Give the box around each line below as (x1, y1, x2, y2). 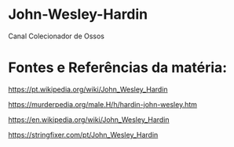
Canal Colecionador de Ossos (8, 31, 104, 41)
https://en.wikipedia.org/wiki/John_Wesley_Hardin (8, 115, 170, 124)
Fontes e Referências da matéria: (8, 59, 228, 77)
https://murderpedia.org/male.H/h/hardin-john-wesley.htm (8, 99, 198, 109)
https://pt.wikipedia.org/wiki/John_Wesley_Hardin (8, 84, 168, 94)
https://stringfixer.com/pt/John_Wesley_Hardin (8, 130, 159, 139)
